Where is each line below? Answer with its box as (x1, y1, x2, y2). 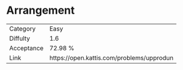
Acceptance (9, 44, 44, 52)
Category (9, 25, 36, 33)
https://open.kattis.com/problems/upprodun (49, 53, 173, 62)
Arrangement (6, 4, 75, 17)
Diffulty (9, 34, 30, 42)
